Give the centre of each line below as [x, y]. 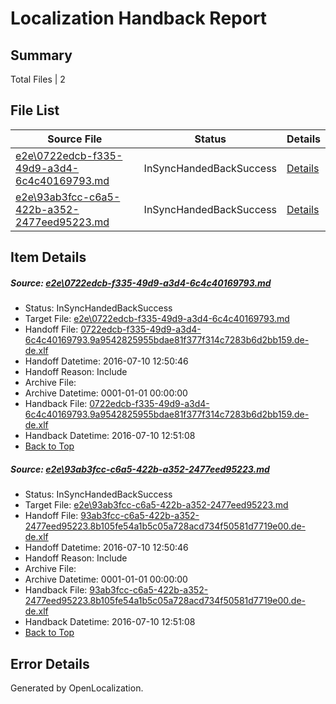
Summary [41, 55]
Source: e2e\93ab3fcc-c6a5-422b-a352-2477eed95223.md [140, 469]
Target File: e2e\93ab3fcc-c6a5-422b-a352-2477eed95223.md [156, 505]
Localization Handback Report [139, 18]
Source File [75, 139]
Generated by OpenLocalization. [77, 688]
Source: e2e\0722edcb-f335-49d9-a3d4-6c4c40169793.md [141, 283]
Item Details [48, 257]
